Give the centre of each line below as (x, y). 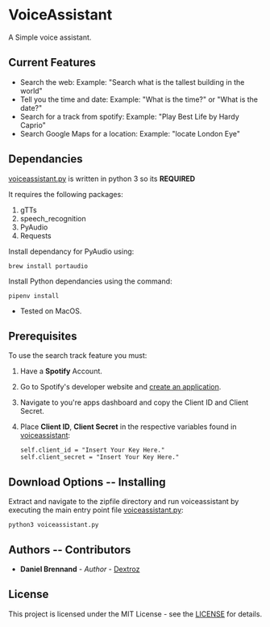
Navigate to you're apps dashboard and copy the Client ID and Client (134, 402)
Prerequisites (43, 336)
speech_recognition (53, 218)
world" (31, 90)
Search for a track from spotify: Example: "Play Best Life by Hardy (129, 116)
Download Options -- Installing (87, 482)
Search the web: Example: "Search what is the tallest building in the (132, 82)
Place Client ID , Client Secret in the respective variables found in (128, 427)
